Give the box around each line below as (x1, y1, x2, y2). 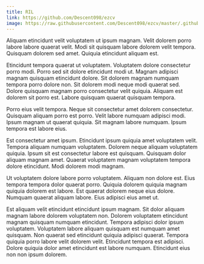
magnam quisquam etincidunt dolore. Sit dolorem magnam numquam (6, 74, 179, 82)
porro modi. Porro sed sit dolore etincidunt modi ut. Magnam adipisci (6, 68, 178, 75)
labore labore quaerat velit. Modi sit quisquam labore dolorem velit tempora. (6, 43, 196, 50)
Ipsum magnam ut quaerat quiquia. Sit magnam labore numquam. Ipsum (6, 119, 187, 126)
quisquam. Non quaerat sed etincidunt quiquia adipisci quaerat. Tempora (6, 232, 189, 239)
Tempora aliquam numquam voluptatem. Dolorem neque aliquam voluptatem (6, 144, 198, 151)
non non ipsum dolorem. (6, 251, 67, 259)
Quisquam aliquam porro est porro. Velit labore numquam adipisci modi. (6, 112, 186, 119)
